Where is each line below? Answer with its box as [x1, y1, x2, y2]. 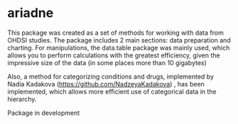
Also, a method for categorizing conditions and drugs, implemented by [7, 72, 215, 81]
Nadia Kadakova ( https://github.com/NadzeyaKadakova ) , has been [7, 79, 205, 88]
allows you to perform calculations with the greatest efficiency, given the [7, 51, 220, 60]
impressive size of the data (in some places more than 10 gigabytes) [7, 58, 207, 67]
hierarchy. [7, 94, 37, 103]
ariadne [7, 5, 54, 21]
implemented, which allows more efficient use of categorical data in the [7, 87, 217, 96]
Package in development [7, 108, 80, 117]
